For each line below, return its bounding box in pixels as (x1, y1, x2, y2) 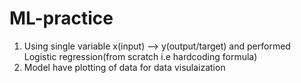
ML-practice (9, 7, 114, 30)
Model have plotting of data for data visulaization (23, 61, 226, 73)
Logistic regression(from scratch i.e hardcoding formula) (23, 50, 258, 62)
